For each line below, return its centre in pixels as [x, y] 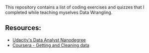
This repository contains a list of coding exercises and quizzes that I [75, 7]
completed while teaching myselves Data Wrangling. [59, 12]
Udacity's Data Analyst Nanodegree [49, 40]
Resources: [23, 28]
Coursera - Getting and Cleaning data [51, 45]
